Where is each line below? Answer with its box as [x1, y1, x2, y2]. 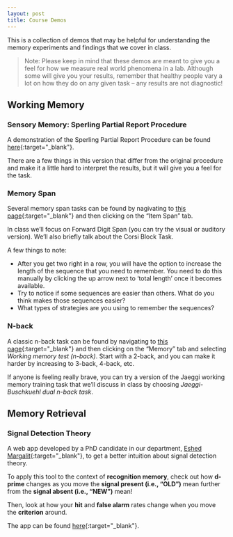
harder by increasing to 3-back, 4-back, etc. [7, 359, 135, 367]
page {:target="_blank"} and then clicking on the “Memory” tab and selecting [7, 344, 227, 353]
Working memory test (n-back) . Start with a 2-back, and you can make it [7, 352, 216, 360]
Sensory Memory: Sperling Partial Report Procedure [7, 120, 187, 129]
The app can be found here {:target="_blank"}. [7, 522, 139, 530]
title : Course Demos [7, 17, 67, 24]
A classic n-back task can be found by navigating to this [7, 337, 168, 345]
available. [17, 282, 45, 290]
